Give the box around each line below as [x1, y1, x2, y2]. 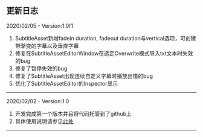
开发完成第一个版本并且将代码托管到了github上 [14, 110, 132, 117]
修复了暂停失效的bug [14, 65, 68, 72]
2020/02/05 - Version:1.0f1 [6, 22, 74, 29]
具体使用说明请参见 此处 [14, 117, 74, 125]
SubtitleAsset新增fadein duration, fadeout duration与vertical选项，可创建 [14, 34, 196, 42]
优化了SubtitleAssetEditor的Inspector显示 [14, 80, 118, 87]
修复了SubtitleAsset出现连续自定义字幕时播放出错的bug [14, 72, 153, 80]
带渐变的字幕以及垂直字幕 [14, 42, 79, 49]
